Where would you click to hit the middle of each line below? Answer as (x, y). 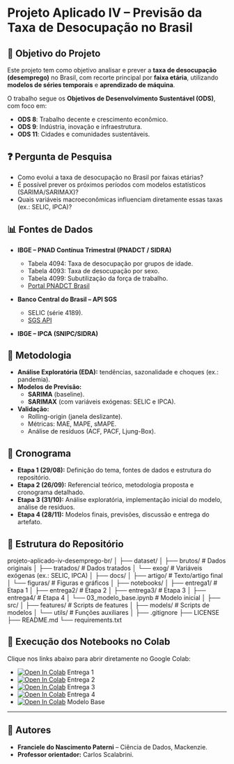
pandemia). (34, 380)
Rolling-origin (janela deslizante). (75, 417)
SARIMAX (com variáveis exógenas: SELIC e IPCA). (102, 402)
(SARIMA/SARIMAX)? (48, 192)
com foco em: (27, 106)
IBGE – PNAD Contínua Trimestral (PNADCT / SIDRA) (94, 250)
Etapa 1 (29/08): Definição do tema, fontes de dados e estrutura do (114, 470)
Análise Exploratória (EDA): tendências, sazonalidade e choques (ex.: (118, 372)
